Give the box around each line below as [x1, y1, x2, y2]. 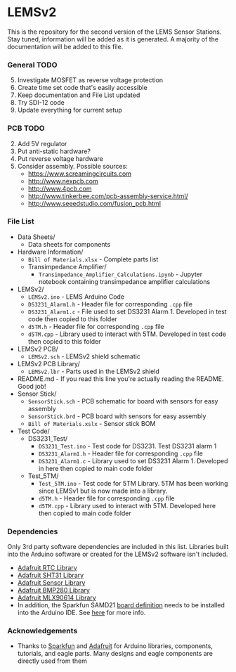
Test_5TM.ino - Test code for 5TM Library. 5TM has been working [38, 479, 228, 487]
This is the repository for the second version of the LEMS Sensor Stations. [7, 27, 222, 36]
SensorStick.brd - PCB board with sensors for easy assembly [27, 412, 206, 420]
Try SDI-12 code [17, 98, 65, 107]
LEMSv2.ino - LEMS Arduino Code [27, 292, 125, 301]
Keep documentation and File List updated [17, 91, 140, 99]
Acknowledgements [7, 626, 78, 636]
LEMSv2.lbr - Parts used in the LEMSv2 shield [27, 367, 159, 375]
